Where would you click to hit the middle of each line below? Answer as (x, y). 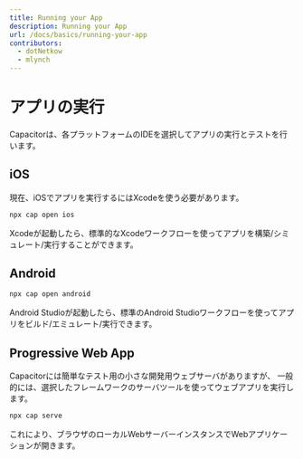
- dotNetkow (40, 52)
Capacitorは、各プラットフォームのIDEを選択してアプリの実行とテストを (145, 134)
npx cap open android (50, 294)
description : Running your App (68, 26)
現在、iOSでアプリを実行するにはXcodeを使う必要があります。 (127, 197)
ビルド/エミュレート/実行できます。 (91, 324)
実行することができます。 (91, 244)
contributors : (36, 43)
